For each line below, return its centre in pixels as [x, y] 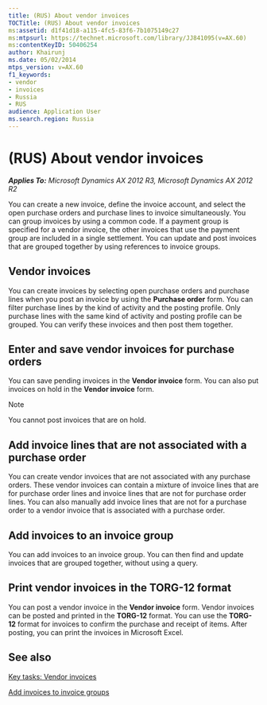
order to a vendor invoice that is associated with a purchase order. [116, 510]
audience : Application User [55, 112]
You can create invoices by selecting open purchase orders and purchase [129, 290]
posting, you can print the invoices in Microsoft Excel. [96, 632]
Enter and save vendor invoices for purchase [121, 349]
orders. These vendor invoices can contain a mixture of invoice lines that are [133, 485]
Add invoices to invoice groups [59, 691]
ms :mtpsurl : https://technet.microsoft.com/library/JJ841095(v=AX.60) [128, 38]
